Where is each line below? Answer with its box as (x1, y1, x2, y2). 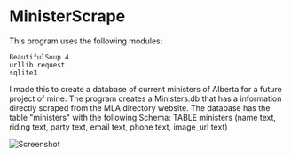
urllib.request (9, 60, 66, 69)
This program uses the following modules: (9, 35, 163, 46)
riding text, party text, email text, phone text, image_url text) (9, 122, 228, 132)
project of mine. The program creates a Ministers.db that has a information (9, 93, 282, 104)
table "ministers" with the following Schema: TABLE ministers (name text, (9, 112, 277, 122)
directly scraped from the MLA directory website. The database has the (9, 102, 271, 113)
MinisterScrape (9, 6, 126, 27)
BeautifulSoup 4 (9, 52, 69, 61)
